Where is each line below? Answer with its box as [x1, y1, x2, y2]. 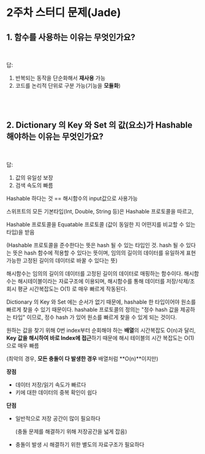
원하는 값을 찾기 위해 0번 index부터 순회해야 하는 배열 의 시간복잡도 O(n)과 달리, [6, 326, 196, 334]
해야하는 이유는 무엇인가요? [6, 131, 104, 142]
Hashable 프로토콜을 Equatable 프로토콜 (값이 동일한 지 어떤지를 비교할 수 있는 [6, 220, 196, 228]
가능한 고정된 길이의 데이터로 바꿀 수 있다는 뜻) [6, 256, 118, 264]
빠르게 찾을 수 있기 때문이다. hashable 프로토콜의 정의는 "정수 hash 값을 [6, 306, 179, 313]
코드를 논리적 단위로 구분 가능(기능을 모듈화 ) [15, 82, 121, 89]
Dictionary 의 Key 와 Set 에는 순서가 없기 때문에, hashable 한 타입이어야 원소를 [6, 298, 196, 306]
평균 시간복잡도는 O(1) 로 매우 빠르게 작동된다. [17, 285, 127, 292]
